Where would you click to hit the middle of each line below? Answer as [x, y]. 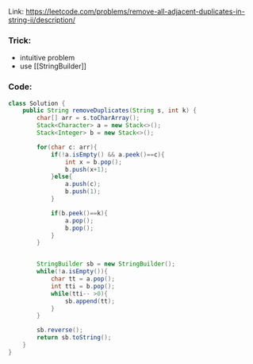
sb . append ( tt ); [90, 301]
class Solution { [37, 103]
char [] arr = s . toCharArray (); [88, 118]
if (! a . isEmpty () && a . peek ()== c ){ [107, 154]
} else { [61, 177]
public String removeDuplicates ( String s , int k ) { [109, 110]
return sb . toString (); [74, 338]
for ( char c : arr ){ [67, 147]
